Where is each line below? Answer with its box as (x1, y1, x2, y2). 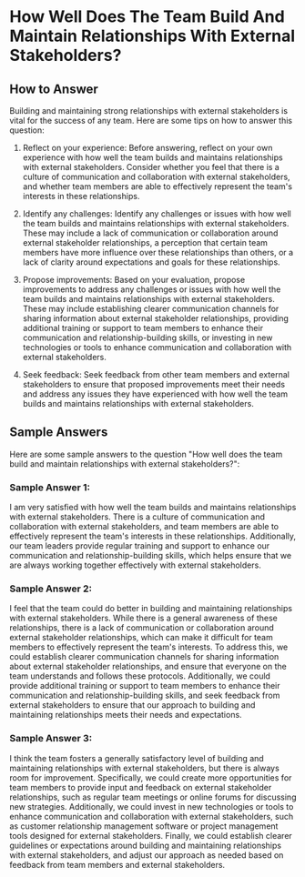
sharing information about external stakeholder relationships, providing (22, 313, 290, 324)
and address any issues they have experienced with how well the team (22, 388, 289, 399)
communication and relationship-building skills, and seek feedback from (9, 690, 280, 701)
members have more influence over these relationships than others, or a (22, 247, 294, 257)
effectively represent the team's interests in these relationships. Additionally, (9, 530, 297, 542)
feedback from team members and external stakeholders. (9, 859, 226, 870)
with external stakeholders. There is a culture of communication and (9, 511, 266, 522)
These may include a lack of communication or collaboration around (22, 227, 279, 238)
